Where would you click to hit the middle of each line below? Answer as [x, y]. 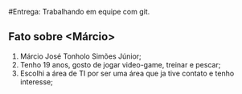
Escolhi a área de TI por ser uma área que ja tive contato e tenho [127, 73]
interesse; [37, 82]
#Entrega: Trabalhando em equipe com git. [79, 12]
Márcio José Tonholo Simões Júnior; [81, 56]
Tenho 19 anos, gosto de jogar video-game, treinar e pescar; [120, 64]
